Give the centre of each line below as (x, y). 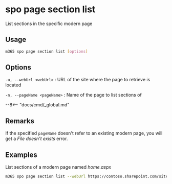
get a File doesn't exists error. (37, 139)
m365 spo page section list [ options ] (47, 51)
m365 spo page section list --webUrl (46, 177)
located (13, 85)
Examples (21, 155)
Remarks (20, 121)
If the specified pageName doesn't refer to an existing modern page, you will (84, 133)
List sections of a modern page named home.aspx (58, 167)
